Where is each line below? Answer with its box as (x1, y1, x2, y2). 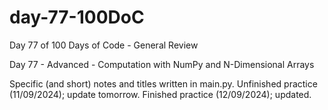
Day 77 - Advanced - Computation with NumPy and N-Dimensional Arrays (9, 58, 315, 70)
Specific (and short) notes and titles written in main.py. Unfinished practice (9, 77, 318, 90)
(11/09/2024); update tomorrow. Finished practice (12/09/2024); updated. (9, 88, 312, 100)
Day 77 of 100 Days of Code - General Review (9, 39, 199, 51)
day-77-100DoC (9, 6, 145, 29)
